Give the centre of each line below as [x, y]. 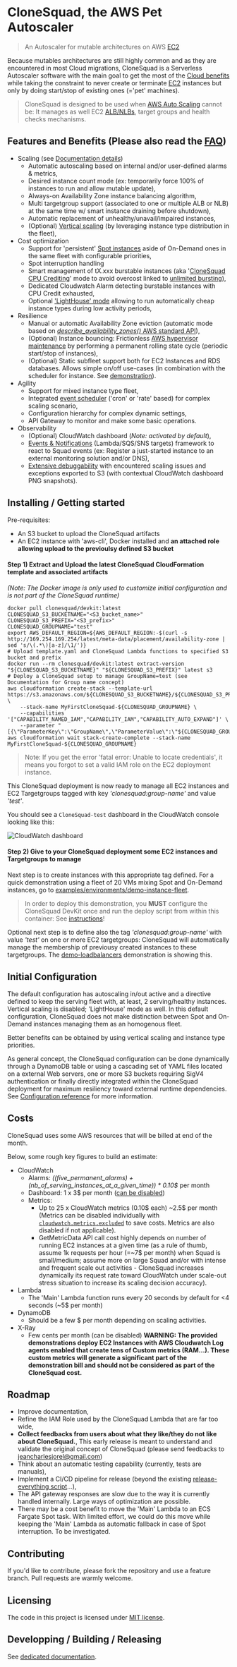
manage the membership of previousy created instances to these [102, 947]
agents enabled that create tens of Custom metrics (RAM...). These [129, 1350]
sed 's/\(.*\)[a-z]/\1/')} [47, 645]
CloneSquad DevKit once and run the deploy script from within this [122, 911]
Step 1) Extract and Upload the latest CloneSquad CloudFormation [106, 564]
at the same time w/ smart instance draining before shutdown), [120, 211]
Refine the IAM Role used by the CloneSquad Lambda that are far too [118, 1419]
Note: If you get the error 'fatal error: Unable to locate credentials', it [123, 757]
